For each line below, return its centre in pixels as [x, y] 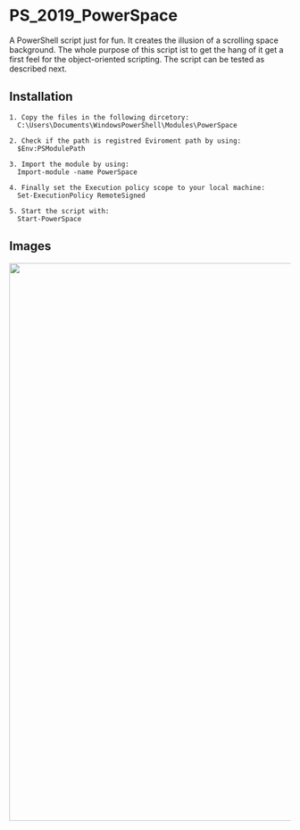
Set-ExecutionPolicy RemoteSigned [81, 195]
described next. [38, 69]
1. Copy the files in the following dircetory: [100, 117]
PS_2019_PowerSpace [94, 16]
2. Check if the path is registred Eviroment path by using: [125, 141]
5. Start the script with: [59, 211]
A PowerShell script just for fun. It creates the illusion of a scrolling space [144, 40]
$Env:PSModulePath [52, 148]
